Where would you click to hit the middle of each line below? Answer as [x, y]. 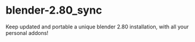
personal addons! [27, 33]
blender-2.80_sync [54, 10]
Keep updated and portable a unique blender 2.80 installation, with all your [97, 27]
